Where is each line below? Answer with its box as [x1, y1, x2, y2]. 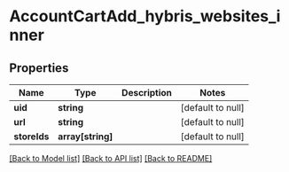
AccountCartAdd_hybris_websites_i [9, 6, 281, 27]
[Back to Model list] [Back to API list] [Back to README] [9, 153, 213, 163]
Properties [9, 60, 69, 75]
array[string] [57, 130, 113, 143]
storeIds [13, 130, 50, 143]
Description [121, 87, 173, 98]
